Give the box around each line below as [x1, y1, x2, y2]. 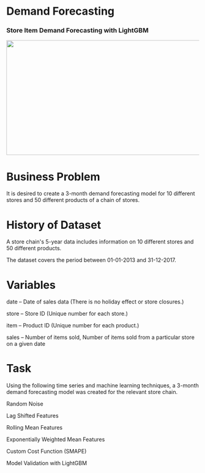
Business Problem [6, 169, 100, 184]
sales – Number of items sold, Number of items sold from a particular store [6, 333, 195, 341]
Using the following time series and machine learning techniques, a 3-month [6, 382, 199, 389]
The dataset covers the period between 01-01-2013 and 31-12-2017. [6, 256, 176, 264]
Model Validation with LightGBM [6, 460, 88, 467]
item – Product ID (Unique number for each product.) [6, 322, 140, 329]
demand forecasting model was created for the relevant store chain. [6, 389, 178, 396]
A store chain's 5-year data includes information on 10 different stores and [6, 238, 194, 245]
